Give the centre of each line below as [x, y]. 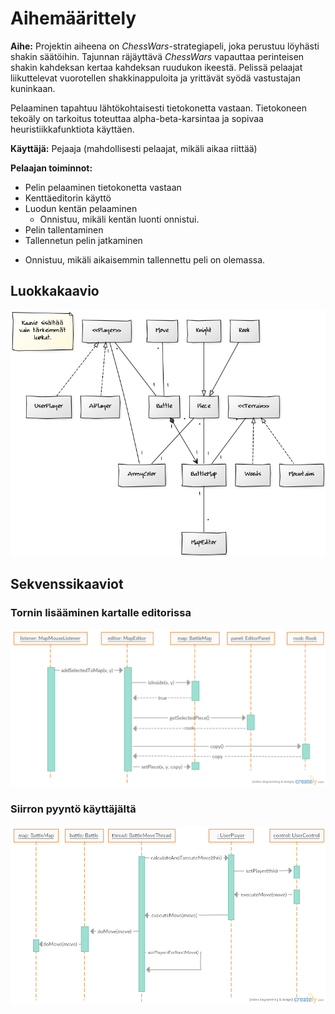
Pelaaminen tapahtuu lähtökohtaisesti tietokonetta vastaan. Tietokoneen [158, 108]
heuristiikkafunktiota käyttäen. [72, 129]
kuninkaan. [33, 88]
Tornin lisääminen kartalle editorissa [101, 613]
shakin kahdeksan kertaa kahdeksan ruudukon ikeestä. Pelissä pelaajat [156, 67]
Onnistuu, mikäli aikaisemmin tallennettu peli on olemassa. [145, 259]
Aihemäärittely [73, 18]
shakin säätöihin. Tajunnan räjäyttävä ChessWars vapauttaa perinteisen [157, 56]
